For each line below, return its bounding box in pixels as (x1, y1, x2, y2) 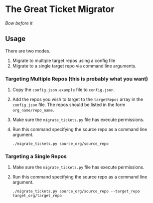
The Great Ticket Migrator (5, 3, 115, 15)
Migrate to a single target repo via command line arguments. (12, 62, 137, 68)
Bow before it (5, 20, 33, 26)
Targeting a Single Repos (5, 152, 67, 159)
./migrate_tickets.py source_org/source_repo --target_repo (12, 189, 140, 194)
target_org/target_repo (12, 193, 62, 198)
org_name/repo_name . (12, 107, 54, 113)
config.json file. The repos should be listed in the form (12, 101, 126, 108)
